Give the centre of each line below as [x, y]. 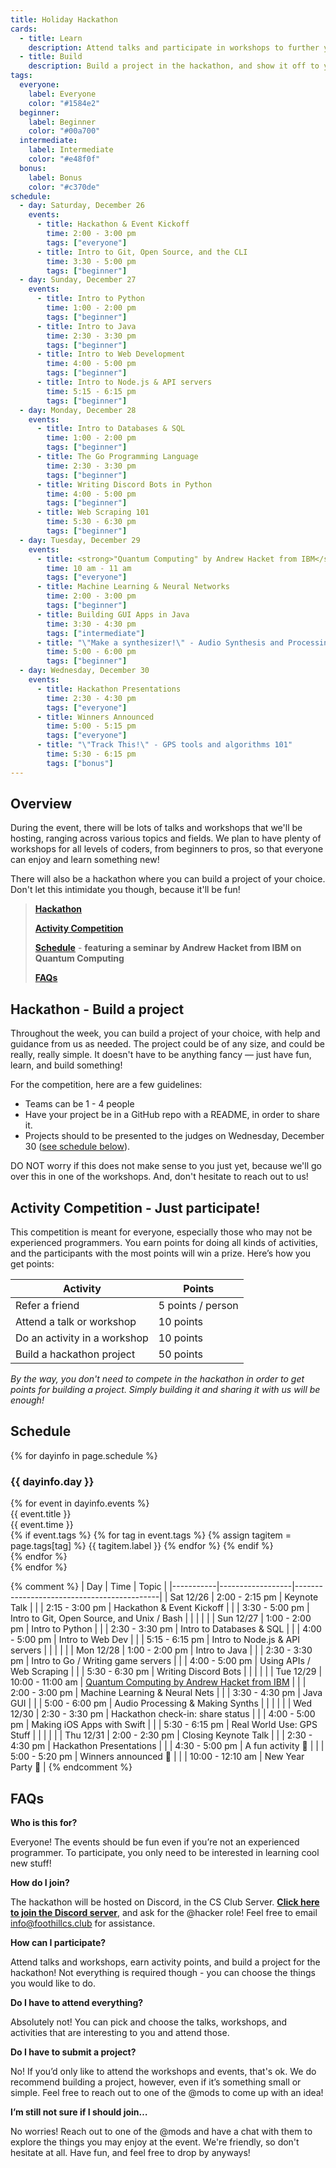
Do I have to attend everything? [77, 2002]
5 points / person [198, 1306]
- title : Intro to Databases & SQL [111, 429]
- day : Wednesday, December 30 [84, 671]
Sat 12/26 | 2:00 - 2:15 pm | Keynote [244, 1597]
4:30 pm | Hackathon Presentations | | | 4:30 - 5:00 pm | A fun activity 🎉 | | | [167, 1746]
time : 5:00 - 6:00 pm [91, 652]
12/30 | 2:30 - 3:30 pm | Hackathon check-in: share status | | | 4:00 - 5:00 [163, 1714]
